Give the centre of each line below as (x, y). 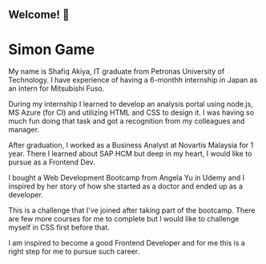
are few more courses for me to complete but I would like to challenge (124, 219)
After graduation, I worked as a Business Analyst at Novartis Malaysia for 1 (131, 145)
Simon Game (52, 49)
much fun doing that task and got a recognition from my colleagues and (127, 121)
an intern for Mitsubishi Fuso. (56, 88)
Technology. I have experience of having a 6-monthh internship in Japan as (133, 80)
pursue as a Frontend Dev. (52, 162)
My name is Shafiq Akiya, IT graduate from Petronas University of (117, 71)
